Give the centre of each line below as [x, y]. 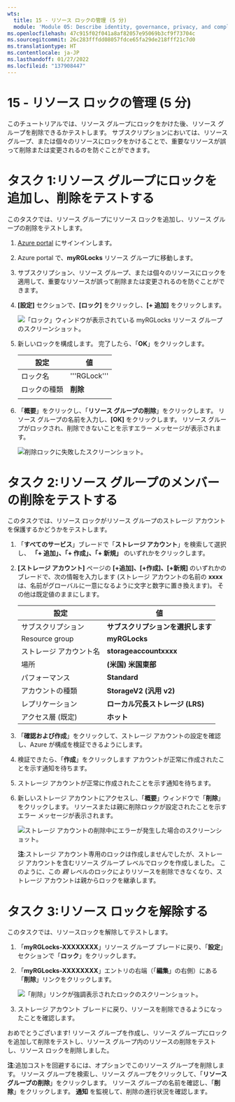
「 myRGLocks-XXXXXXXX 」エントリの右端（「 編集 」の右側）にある [117, 971]
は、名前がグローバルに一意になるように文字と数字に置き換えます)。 [116, 585]
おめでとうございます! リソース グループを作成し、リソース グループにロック [117, 1033]
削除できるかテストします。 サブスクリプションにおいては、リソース [130, 132]
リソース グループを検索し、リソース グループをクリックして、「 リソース [124, 1074]
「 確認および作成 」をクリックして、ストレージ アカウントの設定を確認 [119, 736]
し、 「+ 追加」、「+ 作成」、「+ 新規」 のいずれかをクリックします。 [113, 553]
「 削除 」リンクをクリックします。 [66, 979]
